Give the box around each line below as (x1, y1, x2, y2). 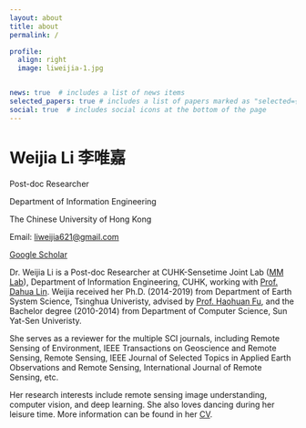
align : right (17, 56, 67, 65)
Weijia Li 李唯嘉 (9, 147, 127, 168)
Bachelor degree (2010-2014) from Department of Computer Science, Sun (9, 305, 288, 316)
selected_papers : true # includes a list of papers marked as (9, 97, 250, 106)
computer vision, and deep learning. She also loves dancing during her (9, 399, 275, 410)
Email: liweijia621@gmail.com (9, 231, 120, 242)
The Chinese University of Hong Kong (9, 214, 152, 224)
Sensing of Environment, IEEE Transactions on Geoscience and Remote (9, 342, 277, 353)
